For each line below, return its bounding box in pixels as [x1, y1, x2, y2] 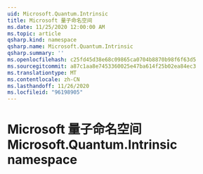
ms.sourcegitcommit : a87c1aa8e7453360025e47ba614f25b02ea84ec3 [7, 63, 197, 70]
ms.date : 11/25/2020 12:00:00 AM [7, 23, 105, 30]
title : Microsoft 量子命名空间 [7, 17, 93, 24]
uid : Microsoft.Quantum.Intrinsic [7, 10, 109, 18]
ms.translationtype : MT [7, 69, 77, 76]
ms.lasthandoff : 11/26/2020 [7, 82, 90, 89]
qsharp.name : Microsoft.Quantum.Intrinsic [7, 43, 133, 50]
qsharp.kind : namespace [7, 37, 77, 44]
